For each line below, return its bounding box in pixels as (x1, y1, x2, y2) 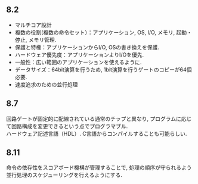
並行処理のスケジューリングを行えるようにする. (6, 171, 122, 179)
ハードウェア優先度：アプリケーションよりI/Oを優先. (14, 51, 144, 58)
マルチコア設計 (14, 21, 52, 29)
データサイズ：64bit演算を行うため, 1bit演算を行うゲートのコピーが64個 (14, 66, 192, 73)
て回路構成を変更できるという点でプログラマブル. (6, 122, 128, 130)
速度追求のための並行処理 (14, 80, 78, 88)
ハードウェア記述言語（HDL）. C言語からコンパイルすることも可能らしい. (6, 130, 187, 137)
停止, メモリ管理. (14, 36, 57, 43)
